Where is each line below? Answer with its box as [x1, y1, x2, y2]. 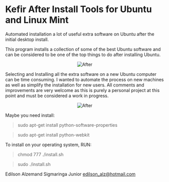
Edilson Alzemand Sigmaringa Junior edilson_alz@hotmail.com [5, 171, 136, 177]
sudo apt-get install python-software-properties [17, 122, 118, 128]
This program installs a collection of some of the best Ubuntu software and [5, 46, 161, 52]
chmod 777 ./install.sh [17, 151, 64, 157]
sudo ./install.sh [17, 161, 51, 167]
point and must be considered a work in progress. [5, 93, 109, 99]
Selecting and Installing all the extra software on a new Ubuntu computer [5, 71, 157, 77]
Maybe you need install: [5, 112, 55, 118]
